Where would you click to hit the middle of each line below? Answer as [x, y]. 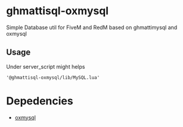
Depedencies [40, 101]
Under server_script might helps [46, 66]
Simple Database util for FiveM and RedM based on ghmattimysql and [92, 27]
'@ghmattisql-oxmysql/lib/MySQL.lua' [53, 77]
